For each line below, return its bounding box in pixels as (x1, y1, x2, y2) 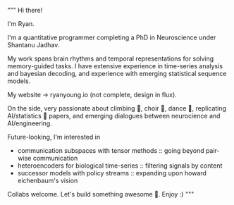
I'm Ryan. (7, 20, 35, 27)
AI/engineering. (7, 119, 53, 128)
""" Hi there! (7, 6, 43, 14)
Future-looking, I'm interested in (7, 133, 101, 141)
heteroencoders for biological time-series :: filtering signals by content (17, 161, 223, 170)
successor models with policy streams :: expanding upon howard (17, 169, 207, 177)
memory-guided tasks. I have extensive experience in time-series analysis (7, 62, 223, 70)
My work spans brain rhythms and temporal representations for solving (7, 54, 214, 63)
